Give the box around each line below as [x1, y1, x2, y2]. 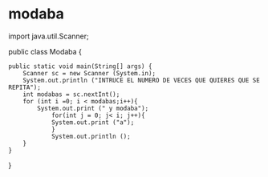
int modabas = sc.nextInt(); [22, 90, 120, 99]
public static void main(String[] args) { [8, 62, 152, 70]
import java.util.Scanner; [8, 31, 90, 41]
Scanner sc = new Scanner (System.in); [22, 69, 156, 77]
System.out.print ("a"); [51, 118, 135, 127]
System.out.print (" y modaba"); [37, 104, 149, 112]
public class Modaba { [8, 46, 83, 56]
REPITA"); [8, 83, 42, 91]
